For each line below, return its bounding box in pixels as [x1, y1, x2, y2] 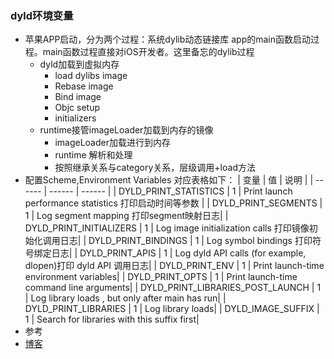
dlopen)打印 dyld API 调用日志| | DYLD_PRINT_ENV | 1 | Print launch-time [24, 260, 325, 272]
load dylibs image [54, 70, 128, 82]
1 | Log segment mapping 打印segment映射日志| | [24, 210, 229, 222]
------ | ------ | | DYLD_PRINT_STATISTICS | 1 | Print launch [49, 185, 293, 197]
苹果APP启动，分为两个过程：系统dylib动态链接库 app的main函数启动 [24, 33, 311, 46]
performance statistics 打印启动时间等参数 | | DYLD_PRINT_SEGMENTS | [24, 197, 323, 209]
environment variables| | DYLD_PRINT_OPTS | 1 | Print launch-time [24, 271, 298, 283]
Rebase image [54, 80, 114, 92]
